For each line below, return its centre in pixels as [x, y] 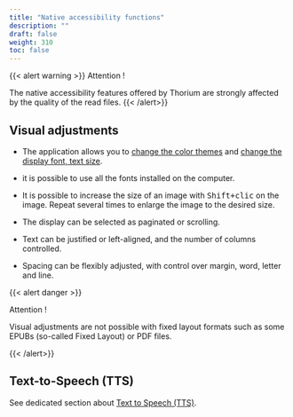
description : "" [39, 26]
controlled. [42, 248]
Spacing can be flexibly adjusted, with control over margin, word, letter [151, 265]
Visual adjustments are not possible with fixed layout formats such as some [147, 327]
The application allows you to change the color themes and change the [152, 151]
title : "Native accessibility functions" [87, 17]
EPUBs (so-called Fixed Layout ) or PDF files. [91, 336]
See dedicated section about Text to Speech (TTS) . [103, 402]
